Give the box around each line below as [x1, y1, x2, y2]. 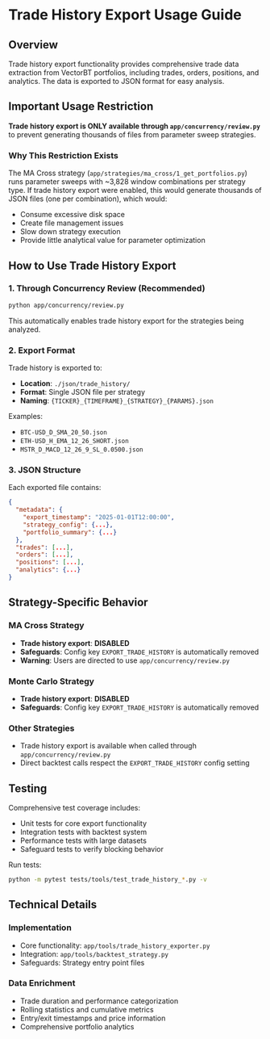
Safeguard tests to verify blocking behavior [19, 844, 164, 853]
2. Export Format [8, 345, 76, 356]
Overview [8, 38, 59, 52]
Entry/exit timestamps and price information [19, 1013, 166, 1023]
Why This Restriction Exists [8, 149, 118, 161]
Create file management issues [19, 218, 124, 228]
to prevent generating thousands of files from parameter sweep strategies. [8, 129, 256, 139]
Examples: [8, 411, 43, 421]
